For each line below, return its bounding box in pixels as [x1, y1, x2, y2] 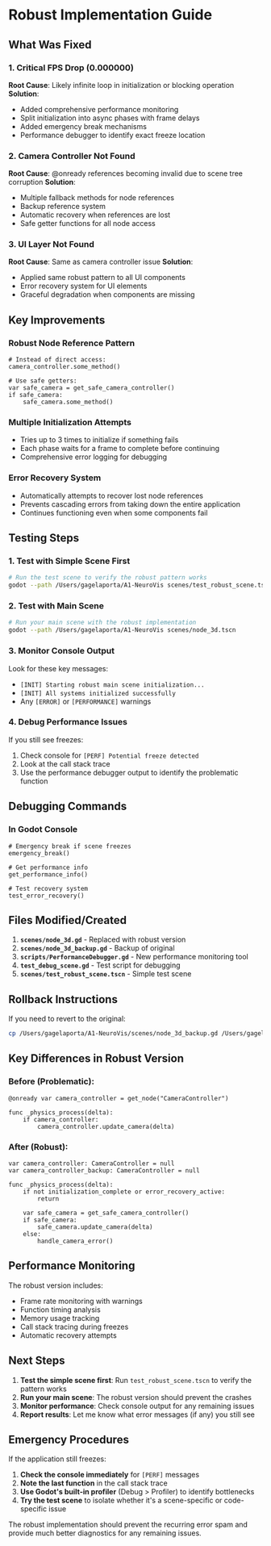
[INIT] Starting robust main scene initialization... [19, 680, 205, 689]
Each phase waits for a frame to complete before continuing [19, 444, 220, 453]
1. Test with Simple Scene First [8, 555, 131, 566]
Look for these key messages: [8, 663, 109, 673]
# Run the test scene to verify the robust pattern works [8, 574, 207, 582]
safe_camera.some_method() [23, 398, 114, 407]
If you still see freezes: [8, 734, 84, 744]
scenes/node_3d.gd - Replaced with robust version [19, 934, 186, 945]
